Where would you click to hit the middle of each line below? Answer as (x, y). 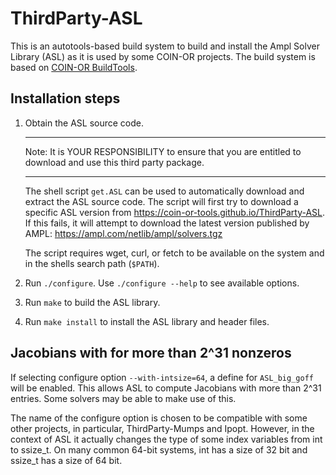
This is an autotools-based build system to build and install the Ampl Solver (165, 46)
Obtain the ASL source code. (84, 123)
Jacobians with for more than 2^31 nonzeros (151, 353)
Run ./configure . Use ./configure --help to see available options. (162, 283)
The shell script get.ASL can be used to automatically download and (164, 191)
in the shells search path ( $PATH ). (92, 263)
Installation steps (65, 98)
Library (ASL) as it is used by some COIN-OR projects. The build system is (163, 56)
